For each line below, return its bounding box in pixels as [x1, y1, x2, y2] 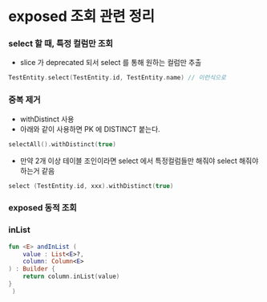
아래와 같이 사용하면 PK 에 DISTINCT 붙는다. [19, 124, 160, 133]
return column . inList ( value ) [22, 272, 120, 281]
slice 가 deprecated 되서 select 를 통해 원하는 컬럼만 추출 [19, 58, 202, 67]
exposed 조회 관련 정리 [8, 7, 155, 26]
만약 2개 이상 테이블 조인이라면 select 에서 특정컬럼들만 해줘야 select [19, 156, 238, 165]
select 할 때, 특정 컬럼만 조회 [8, 38, 114, 49]
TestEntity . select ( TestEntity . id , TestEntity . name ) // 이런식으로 [8, 74, 227, 82]
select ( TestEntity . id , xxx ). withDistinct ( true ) [8, 182, 174, 190]
